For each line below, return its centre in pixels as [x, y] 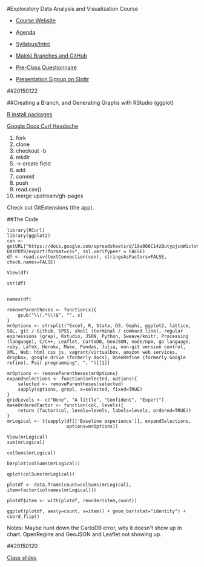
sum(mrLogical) [26, 442]
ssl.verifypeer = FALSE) [114, 251]
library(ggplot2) [29, 236]
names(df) [19, 299]
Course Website [36, 20]
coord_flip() [23, 517]
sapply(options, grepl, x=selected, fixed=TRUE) [80, 390]
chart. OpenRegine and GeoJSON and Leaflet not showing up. [84, 534]
